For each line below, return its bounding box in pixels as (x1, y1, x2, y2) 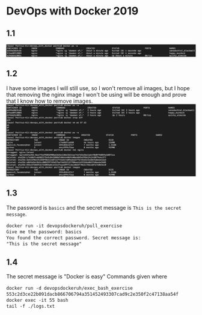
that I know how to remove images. (6, 97, 93, 105)
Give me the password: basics (6, 228, 82, 235)
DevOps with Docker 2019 (6, 4, 139, 18)
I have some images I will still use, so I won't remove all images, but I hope (6, 84, 191, 91)
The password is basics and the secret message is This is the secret (6, 204, 182, 211)
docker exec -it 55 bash (6, 298, 69, 304)
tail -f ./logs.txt (6, 304, 55, 310)
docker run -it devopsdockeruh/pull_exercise (6, 222, 122, 229)
